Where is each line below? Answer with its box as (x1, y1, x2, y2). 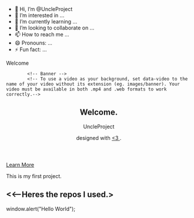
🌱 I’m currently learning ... (14, 18, 78, 25)
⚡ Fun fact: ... (14, 46, 47, 53)
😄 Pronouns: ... (14, 39, 53, 46)
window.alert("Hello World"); (6, 205, 75, 212)
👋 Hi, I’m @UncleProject (14, 6, 73, 12)
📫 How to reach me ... (14, 31, 69, 38)
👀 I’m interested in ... (14, 12, 65, 19)
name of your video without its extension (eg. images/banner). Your (6, 81, 180, 87)
